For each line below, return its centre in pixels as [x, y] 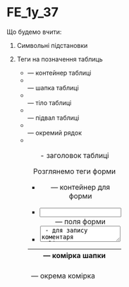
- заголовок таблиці [74, 155]
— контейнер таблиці [59, 73]
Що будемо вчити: [34, 32]
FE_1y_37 [33, 12]
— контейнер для [81, 187]
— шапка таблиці [53, 87]
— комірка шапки [74, 255]
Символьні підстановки [52, 45]
